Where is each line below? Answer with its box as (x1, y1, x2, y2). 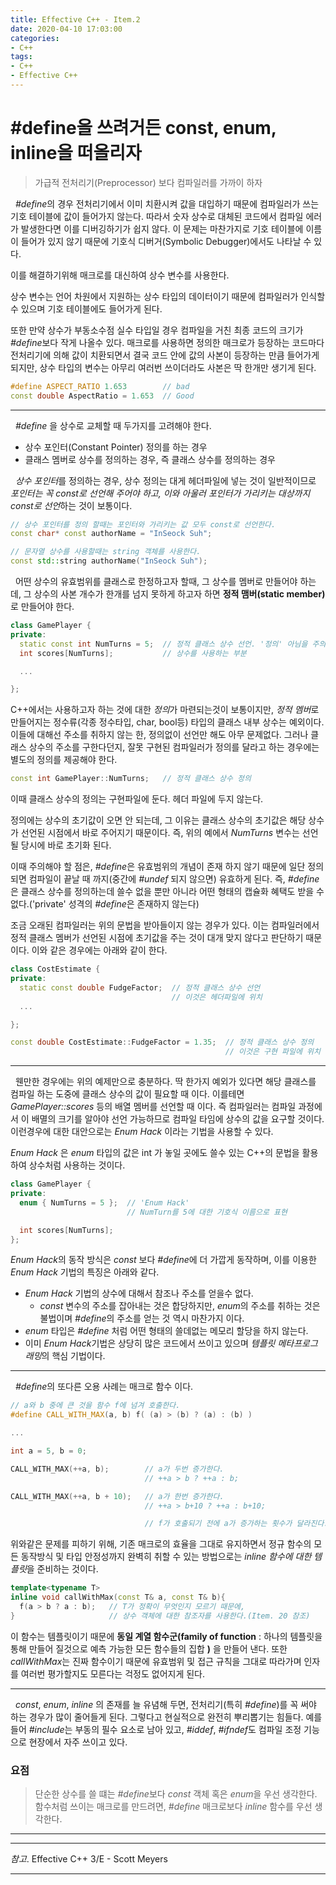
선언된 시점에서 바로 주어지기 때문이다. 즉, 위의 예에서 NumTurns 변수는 (20, 827, 300, 839)
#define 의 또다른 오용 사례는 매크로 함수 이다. (14, 1381, 194, 1393)
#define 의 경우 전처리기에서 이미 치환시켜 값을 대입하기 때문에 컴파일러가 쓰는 (14, 197, 320, 210)
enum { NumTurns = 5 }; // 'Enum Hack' (19, 1197, 190, 1208)
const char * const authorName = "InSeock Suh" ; (10, 529, 213, 539)
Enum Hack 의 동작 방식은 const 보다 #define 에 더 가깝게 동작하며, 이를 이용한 (10, 1254, 317, 1266)
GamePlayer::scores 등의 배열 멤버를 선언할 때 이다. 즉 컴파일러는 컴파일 (10, 1101, 297, 1113)
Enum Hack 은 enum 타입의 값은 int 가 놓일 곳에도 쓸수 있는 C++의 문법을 (10, 1147, 300, 1159)
